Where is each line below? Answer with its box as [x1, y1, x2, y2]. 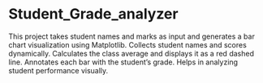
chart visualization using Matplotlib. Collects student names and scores [8, 39, 248, 49]
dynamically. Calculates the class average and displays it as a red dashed [8, 48, 254, 58]
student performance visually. [8, 65, 109, 75]
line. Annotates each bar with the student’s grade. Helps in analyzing [8, 57, 238, 67]
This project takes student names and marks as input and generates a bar [8, 31, 256, 41]
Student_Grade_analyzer [8, 5, 179, 23]
